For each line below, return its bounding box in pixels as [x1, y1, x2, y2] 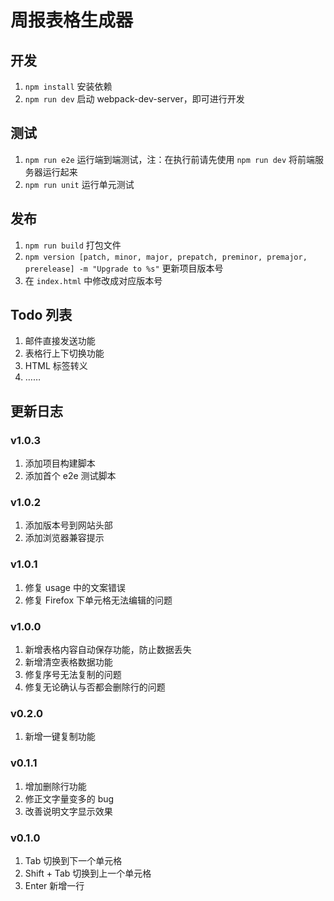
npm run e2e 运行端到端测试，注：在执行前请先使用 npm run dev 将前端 [24, 153, 316, 165]
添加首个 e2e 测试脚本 [24, 470, 117, 482]
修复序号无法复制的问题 [24, 669, 122, 681]
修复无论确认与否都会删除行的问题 [24, 681, 166, 693]
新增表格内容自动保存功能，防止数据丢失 [24, 644, 192, 656]
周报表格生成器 [10, 9, 134, 32]
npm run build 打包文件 [24, 239, 122, 251]
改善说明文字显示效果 [24, 805, 113, 817]
